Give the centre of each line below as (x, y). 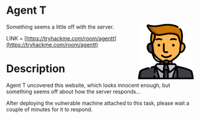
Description (36, 69)
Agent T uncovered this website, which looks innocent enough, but (88, 85)
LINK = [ (16, 38)
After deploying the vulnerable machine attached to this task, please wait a (98, 103)
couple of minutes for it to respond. (49, 109)
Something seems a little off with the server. (60, 27)
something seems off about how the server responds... (74, 91)
